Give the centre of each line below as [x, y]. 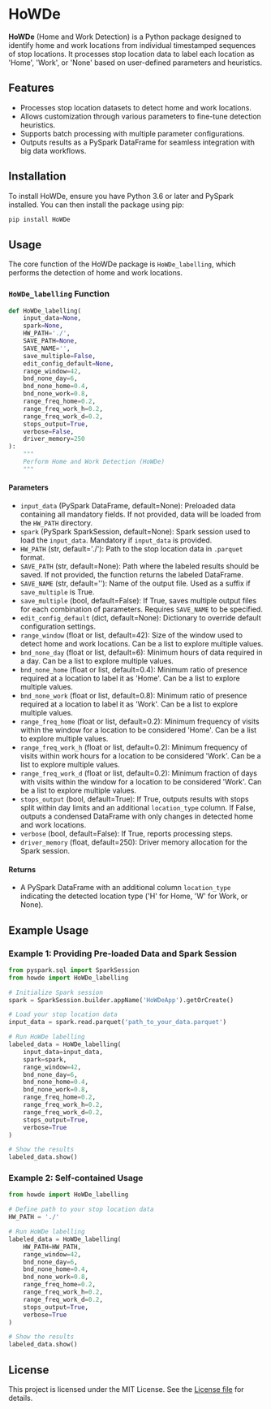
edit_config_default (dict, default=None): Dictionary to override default [140, 618]
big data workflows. [53, 150]
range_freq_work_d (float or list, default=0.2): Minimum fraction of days [139, 773]
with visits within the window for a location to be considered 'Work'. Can [141, 782]
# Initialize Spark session [56, 992]
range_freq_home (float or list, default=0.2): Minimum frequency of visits [140, 721]
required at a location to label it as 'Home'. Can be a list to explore [130, 678]
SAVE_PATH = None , [51, 341]
